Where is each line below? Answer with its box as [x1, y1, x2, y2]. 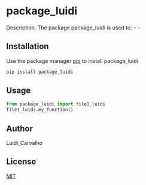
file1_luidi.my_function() [6, 107, 74, 113]
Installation [6, 41, 49, 51]
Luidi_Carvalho [6, 139, 43, 146]
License [6, 157, 36, 167]
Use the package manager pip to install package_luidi [6, 57, 139, 64]
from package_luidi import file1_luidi [6, 101, 106, 107]
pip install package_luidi [6, 69, 74, 75]
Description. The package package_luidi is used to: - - [6, 24, 141, 31]
